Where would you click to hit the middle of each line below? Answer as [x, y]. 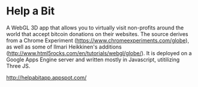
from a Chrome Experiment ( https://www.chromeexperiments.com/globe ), [98, 40]
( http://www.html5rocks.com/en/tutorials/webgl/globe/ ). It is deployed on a [99, 53]
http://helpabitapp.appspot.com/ [46, 77]
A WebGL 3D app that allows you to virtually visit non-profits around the [95, 28]
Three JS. [18, 66]
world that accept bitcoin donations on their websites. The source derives [97, 34]
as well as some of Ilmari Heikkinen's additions [64, 47]
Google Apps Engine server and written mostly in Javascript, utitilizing [93, 59]
